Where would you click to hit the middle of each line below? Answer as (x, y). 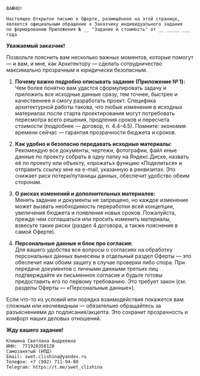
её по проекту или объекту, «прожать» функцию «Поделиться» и (98, 163)
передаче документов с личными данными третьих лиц (86, 269)
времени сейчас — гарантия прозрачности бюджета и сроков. (95, 132)
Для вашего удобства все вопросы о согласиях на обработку (94, 250)
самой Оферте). (35, 232)
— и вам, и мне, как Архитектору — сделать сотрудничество (84, 64)
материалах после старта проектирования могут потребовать (95, 113)
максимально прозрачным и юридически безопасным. (77, 70)
